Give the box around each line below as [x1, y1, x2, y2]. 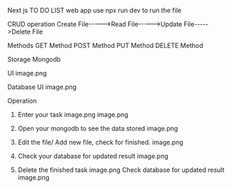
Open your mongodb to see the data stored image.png [17, 124, 178, 133]
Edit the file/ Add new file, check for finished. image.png [17, 138, 183, 146]
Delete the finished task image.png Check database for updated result [17, 165, 225, 174]
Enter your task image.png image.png [17, 111, 128, 118]
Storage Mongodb [7, 55, 61, 63]
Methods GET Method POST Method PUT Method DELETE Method [7, 41, 203, 49]
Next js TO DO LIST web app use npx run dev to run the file [7, 6, 182, 14]
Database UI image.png [7, 83, 77, 91]
